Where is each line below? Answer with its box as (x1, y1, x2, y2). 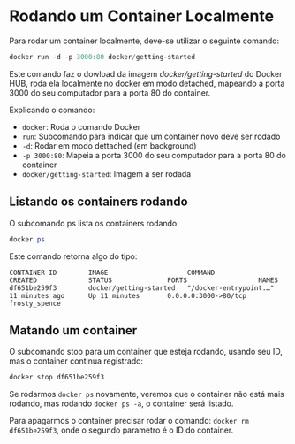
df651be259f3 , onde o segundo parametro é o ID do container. (9, 425, 234, 435)
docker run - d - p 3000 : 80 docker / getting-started (9, 52, 196, 61)
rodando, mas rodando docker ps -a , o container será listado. (9, 398, 234, 409)
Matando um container (9, 323, 138, 338)
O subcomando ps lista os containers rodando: (9, 218, 179, 228)
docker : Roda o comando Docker (21, 121, 141, 132)
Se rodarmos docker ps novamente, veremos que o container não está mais (9, 389, 284, 400)
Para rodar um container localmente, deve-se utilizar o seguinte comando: (9, 35, 280, 46)
